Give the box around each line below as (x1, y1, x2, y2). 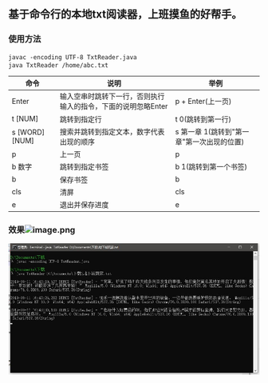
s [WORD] (11, 127, 45, 137)
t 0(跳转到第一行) (175, 114, 232, 124)
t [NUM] (11, 114, 38, 124)
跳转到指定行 (59, 114, 102, 124)
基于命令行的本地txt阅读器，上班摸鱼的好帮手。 (8, 7, 242, 22)
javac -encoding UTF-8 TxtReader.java (8, 53, 137, 62)
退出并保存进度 (59, 200, 109, 209)
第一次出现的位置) (185, 137, 245, 146)
